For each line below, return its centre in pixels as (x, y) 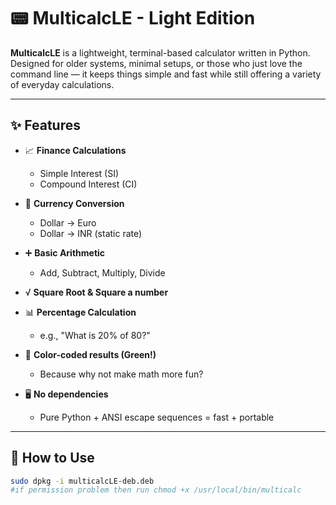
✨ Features (45, 125)
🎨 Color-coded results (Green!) (90, 354)
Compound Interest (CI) (88, 184)
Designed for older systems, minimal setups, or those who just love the (156, 63)
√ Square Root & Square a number (96, 292)
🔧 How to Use (52, 458)
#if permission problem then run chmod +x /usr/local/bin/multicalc (156, 490)
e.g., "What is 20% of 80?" (95, 335)
